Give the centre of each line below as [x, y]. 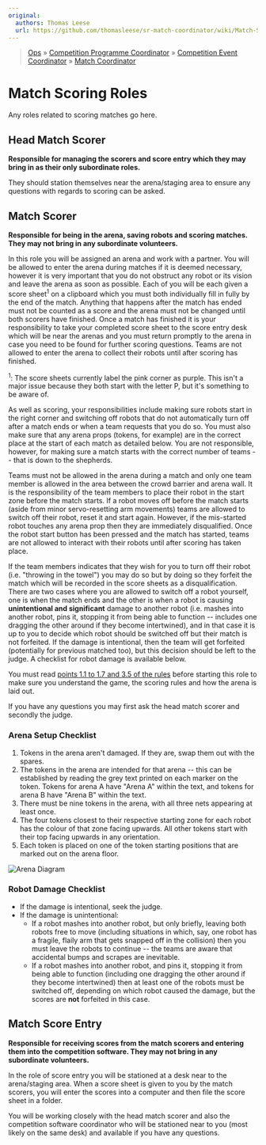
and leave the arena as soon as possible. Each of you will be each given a [128, 284]
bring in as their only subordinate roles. [74, 168]
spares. [32, 761]
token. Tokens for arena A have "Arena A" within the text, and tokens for [137, 786]
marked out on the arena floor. [69, 853]
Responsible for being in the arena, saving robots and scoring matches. [128, 235]
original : [25, 15]
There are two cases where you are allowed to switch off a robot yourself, [129, 592]
